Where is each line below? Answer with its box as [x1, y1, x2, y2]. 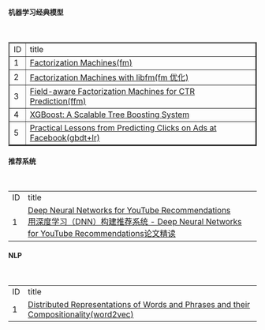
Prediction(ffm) [29, 96, 87, 107]
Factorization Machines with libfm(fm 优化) [29, 72, 189, 83]
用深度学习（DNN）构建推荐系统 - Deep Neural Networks [27, 216, 242, 227]
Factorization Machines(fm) [29, 58, 132, 69]
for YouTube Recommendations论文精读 [27, 228, 176, 239]
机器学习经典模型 [8, 7, 64, 17]
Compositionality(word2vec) [27, 309, 134, 320]
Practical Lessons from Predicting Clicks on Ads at [29, 122, 217, 133]
